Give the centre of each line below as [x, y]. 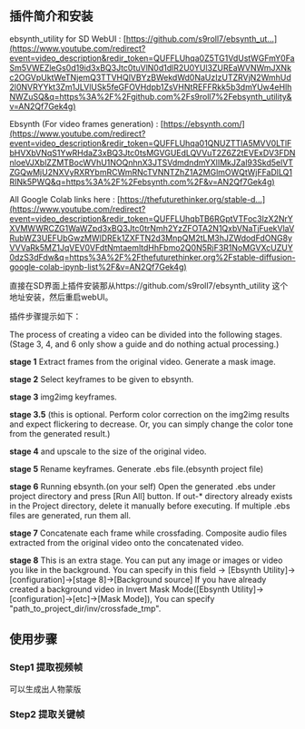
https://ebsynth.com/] [204, 123]
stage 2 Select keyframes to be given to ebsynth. [102, 379]
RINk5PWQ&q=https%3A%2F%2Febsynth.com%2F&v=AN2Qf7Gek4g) [142, 182]
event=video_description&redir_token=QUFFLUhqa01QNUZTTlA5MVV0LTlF [151, 143]
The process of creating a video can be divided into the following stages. [146, 334]
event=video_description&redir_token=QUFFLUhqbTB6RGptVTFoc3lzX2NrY [151, 218]
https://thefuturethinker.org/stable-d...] [192, 199]
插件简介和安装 [51, 16]
